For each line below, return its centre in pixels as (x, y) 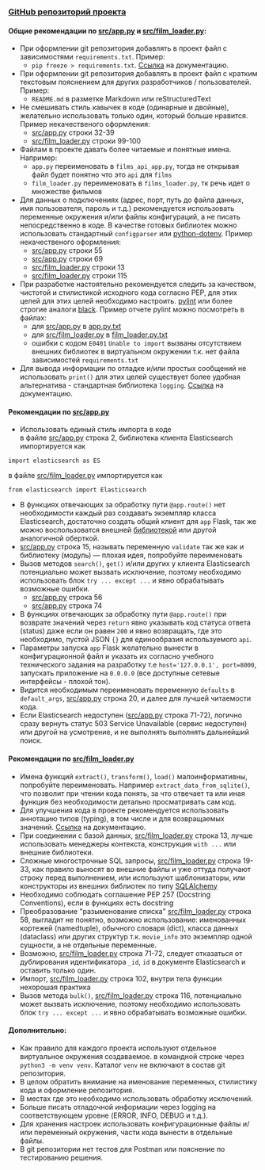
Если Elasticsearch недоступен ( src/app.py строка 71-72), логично (131, 715)
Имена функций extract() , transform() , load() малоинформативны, (133, 776)
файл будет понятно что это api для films (102, 175)
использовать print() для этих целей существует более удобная (130, 377)
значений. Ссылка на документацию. (83, 827)
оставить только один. (58, 970)
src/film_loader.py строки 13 (78, 267)
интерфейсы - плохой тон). (65, 682)
